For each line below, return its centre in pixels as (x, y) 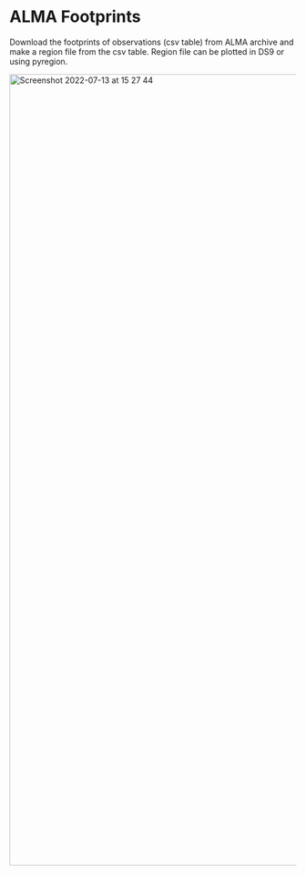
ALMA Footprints (75, 17)
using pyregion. (39, 61)
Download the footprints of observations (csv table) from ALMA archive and (152, 42)
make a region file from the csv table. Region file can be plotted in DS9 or (147, 51)
